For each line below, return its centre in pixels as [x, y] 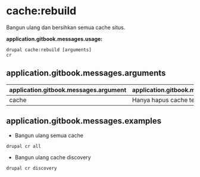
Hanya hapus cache [160, 100]
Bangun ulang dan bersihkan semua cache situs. [66, 27]
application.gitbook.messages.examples [84, 121]
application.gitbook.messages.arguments [86, 73]
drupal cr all [24, 146]
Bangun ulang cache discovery [53, 157]
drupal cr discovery [32, 168]
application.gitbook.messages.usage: [54, 39]
